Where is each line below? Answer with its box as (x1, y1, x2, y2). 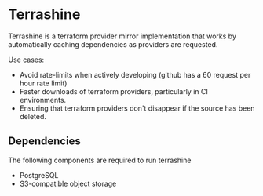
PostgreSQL (19, 170, 59, 180)
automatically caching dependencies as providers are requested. (8, 39, 218, 49)
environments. (19, 95, 67, 104)
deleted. (19, 111, 47, 121)
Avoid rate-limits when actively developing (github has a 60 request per (19, 70, 251, 79)
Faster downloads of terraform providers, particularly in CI (19, 86, 208, 96)
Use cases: (8, 55, 45, 64)
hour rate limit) (19, 78, 68, 88)
